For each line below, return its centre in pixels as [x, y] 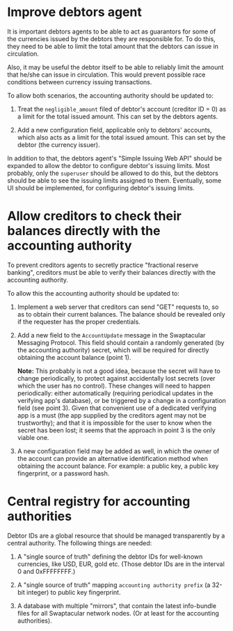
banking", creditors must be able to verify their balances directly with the [111, 272]
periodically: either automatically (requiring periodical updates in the [115, 393]
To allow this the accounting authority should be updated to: [93, 293]
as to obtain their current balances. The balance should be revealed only [121, 314]
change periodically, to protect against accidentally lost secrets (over [116, 378]
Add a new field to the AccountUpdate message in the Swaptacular [111, 335]
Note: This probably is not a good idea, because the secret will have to [119, 371]
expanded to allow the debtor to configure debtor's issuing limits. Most [109, 165]
